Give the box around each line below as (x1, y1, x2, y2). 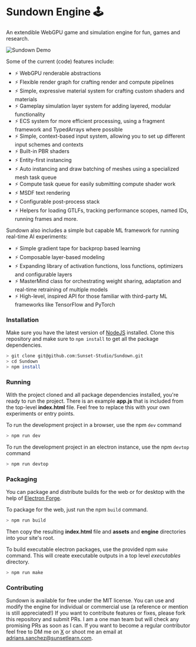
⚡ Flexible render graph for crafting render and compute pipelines (14, 78, 174, 85)
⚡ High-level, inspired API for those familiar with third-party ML (14, 293, 168, 300)
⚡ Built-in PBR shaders (14, 147, 69, 154)
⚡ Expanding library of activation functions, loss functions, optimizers (14, 262, 184, 269)
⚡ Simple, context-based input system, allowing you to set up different (14, 132, 185, 140)
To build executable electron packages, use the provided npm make (6, 546, 168, 553)
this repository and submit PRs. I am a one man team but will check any (6, 616, 180, 623)
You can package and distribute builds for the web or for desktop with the (6, 489, 185, 496)
